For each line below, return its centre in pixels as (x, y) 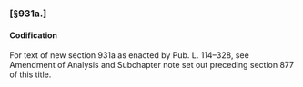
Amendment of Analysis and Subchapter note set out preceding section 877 (151, 65)
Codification (33, 35)
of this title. (30, 74)
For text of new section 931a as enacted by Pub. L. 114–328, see (130, 55)
